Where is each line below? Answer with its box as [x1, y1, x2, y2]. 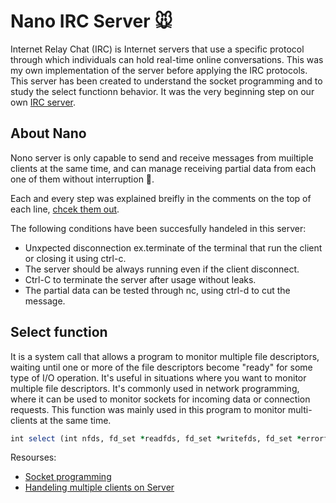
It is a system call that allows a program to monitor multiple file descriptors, [10, 350, 320, 362]
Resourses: [10, 451, 57, 464]
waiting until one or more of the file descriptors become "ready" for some [10, 361, 313, 373]
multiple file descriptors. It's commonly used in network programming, [10, 382, 300, 394]
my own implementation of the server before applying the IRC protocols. [10, 64, 308, 76]
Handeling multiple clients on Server [24, 481, 175, 494]
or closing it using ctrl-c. [24, 252, 127, 264]
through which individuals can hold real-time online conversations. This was [10, 53, 324, 65]
